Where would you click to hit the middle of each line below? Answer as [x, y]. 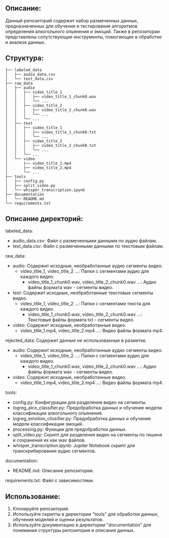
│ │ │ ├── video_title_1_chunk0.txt [51, 132]
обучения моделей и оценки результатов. [58, 520]
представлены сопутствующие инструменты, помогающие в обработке [83, 37]
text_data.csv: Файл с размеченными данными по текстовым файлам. [88, 246]
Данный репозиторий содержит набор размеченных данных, [72, 20]
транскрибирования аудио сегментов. [54, 451]
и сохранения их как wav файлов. [49, 440]
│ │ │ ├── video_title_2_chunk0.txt [51, 145]
